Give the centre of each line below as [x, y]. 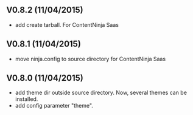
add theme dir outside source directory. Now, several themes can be [101, 93]
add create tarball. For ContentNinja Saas [67, 24]
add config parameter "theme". [54, 106]
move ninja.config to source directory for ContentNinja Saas [90, 59]
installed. [26, 99]
